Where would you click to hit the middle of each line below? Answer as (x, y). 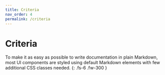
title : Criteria (22, 10)
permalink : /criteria (28, 19)
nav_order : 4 (19, 14)
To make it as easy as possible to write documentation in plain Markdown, (81, 57)
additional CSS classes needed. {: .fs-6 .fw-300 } (56, 68)
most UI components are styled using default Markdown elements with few (83, 63)
